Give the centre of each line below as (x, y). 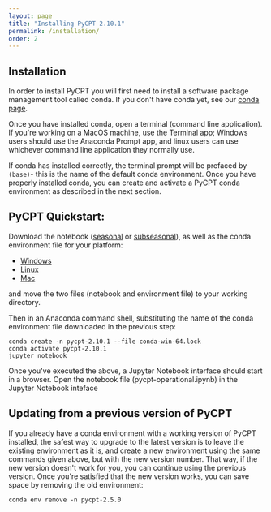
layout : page (30, 16)
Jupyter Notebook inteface (54, 388)
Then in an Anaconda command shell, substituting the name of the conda (131, 318)
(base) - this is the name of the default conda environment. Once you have (132, 174)
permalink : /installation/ (54, 31)
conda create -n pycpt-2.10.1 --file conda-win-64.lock (105, 342)
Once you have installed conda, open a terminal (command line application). (135, 124)
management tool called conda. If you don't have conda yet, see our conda (134, 100)
